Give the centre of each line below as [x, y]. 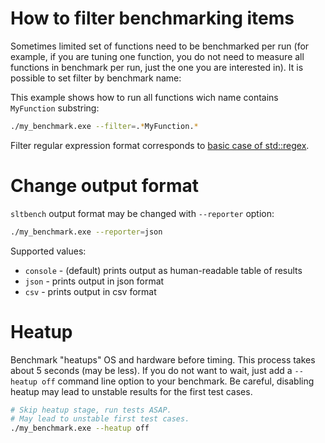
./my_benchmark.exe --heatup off [80, 428]
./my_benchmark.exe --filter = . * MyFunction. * [104, 126]
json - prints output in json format [94, 281]
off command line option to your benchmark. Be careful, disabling [178, 381]
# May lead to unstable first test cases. [100, 419]
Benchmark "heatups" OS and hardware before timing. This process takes [163, 359]
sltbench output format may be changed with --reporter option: [142, 213]
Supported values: [48, 251]
